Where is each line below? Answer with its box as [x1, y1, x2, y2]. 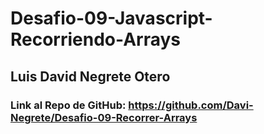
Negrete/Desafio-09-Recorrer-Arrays [10, 110, 198, 124]
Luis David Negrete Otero [10, 68, 171, 85]
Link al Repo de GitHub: [10, 98, 127, 112]
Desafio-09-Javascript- [10, 7, 213, 30]
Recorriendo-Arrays [10, 28, 182, 51]
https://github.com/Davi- [128, 98, 254, 112]
